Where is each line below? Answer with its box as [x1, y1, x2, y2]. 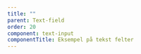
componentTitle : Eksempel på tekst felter [7, 36, 134, 43]
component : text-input [7, 29, 74, 37]
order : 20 [7, 23, 37, 30]
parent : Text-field [7, 17, 65, 24]
